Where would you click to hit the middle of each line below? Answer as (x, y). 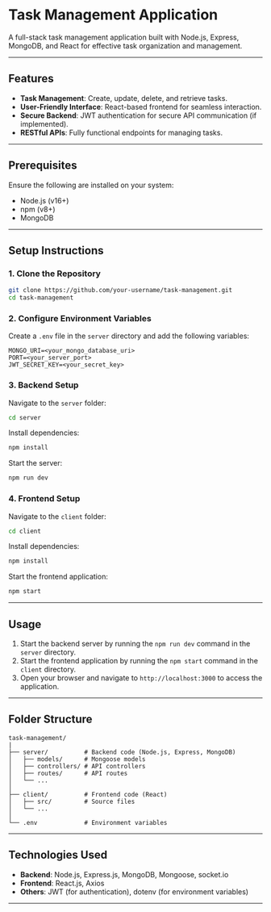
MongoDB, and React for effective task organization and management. (125, 45)
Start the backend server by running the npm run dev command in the (135, 643)
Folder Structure (50, 720)
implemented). (44, 123)
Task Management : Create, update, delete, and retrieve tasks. (124, 98)
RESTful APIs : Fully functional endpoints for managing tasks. (121, 132)
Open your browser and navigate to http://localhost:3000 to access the (141, 678)
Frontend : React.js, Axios (62, 883)
